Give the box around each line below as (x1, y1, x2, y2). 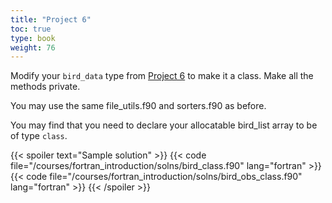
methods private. (10, 81, 81, 93)
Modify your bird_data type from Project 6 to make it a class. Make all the (10, 70, 314, 82)
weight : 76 (10, 42, 56, 53)
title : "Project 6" (10, 14, 92, 25)
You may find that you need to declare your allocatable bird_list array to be (10, 119, 318, 131)
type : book (10, 33, 56, 43)
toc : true (10, 24, 52, 34)
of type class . (10, 130, 68, 142)
